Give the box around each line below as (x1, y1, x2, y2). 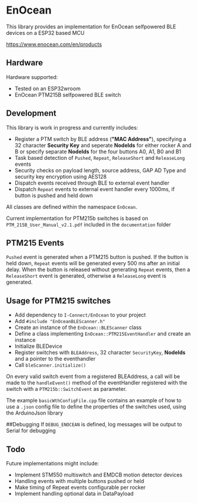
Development (6, 109, 57, 119)
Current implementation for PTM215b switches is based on (6, 215, 149, 222)
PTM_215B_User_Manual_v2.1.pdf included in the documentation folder (6, 221, 172, 228)
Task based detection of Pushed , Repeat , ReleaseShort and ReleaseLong (14, 154, 185, 161)
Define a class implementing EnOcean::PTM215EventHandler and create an (14, 330, 191, 337)
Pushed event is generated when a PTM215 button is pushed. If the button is (6, 254, 189, 261)
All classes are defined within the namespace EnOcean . (6, 203, 138, 210)
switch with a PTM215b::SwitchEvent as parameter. (6, 386, 127, 393)
